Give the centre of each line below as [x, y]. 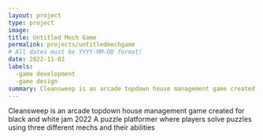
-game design [37, 81]
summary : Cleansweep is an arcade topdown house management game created [132, 88]
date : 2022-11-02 [37, 60]
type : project [31, 23]
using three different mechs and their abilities [81, 127]
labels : [21, 67]
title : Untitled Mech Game [52, 37]
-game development [46, 74]
